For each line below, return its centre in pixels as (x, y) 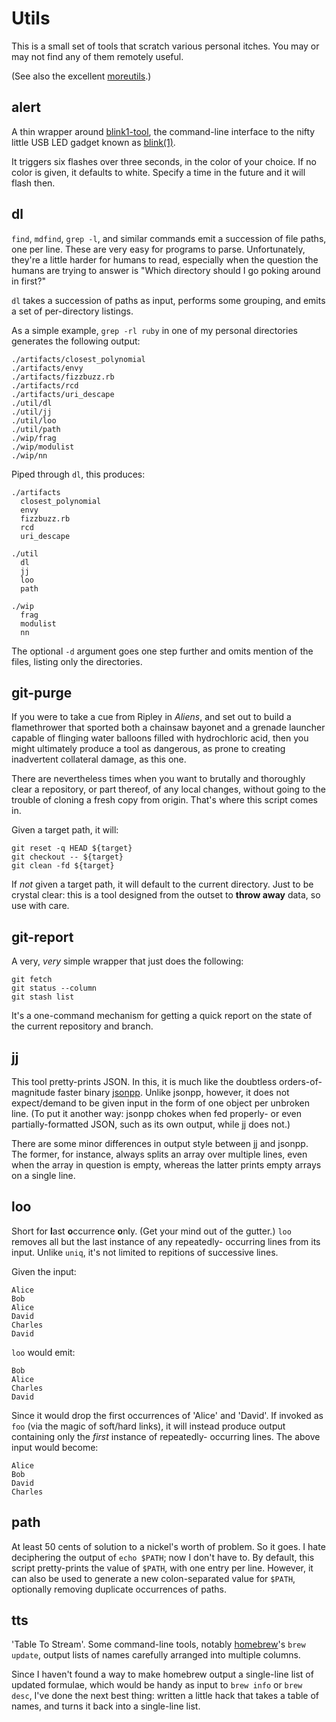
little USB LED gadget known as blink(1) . (93, 142)
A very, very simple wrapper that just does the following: (127, 961)
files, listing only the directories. (77, 661)
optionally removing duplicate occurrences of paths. (119, 1589)
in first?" (29, 281)
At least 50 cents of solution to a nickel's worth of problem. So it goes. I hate (168, 1546)
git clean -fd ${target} (63, 866)
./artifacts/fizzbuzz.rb (63, 377)
